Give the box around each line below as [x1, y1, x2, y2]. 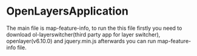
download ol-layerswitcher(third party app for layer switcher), [6, 30, 161, 38]
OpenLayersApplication [6, 4, 129, 18]
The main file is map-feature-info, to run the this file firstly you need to [6, 24, 182, 32]
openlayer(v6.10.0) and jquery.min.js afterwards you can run [6, 37, 156, 44]
